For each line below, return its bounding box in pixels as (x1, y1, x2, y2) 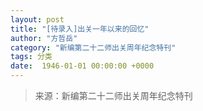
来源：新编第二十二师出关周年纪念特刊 (34, 90, 193, 101)
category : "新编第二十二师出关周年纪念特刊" (10, 42, 177, 53)
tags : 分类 (10, 52, 53, 62)
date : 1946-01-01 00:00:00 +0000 (10, 61, 155, 71)
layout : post (10, 14, 65, 25)
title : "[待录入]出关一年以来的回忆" (10, 24, 150, 34)
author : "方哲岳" (10, 33, 78, 43)
